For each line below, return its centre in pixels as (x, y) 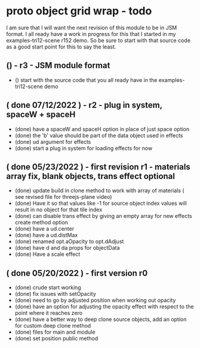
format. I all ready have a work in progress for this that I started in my (91, 34)
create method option (41, 222)
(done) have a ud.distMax (46, 235)
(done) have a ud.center (44, 229)
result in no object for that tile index (59, 210)
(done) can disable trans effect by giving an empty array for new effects (103, 216)
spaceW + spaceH (41, 115)
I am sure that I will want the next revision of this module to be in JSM (92, 28)
